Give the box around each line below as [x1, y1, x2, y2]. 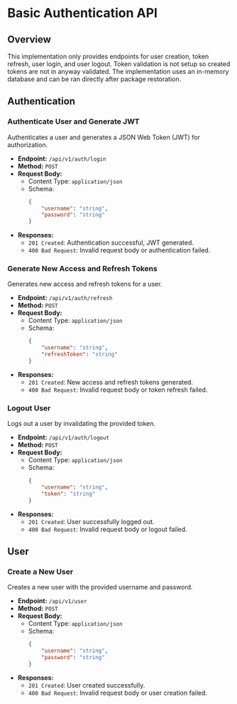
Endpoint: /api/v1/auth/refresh [17, 294, 113, 302]
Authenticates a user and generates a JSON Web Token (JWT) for [7, 133, 201, 142]
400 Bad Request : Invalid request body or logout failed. [28, 525, 187, 533]
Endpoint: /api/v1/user [17, 597, 87, 605]
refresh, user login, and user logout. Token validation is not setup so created [7, 60, 231, 68]
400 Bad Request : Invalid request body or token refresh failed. [28, 385, 208, 394]
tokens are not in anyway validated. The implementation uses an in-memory [7, 68, 229, 75]
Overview [7, 33, 52, 46]
